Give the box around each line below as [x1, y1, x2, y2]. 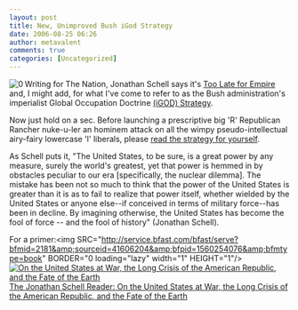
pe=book [9, 253, 43, 263]
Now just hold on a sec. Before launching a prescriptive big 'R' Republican [9, 115, 281, 125]
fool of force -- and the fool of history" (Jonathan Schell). [9, 217, 220, 227]
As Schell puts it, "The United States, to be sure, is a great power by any [9, 151, 274, 161]
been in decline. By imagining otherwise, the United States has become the [9, 208, 285, 218]
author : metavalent [9, 37, 82, 47]
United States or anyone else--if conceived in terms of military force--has [9, 198, 280, 209]
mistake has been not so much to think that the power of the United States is [9, 179, 290, 189]
